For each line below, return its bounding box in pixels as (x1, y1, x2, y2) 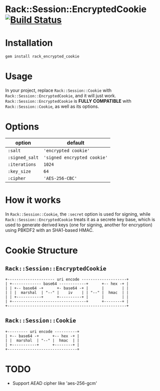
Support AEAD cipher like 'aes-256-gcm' (12, 380, 97, 386)
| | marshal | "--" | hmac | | (5, 338, 80, 343)
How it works (5, 194, 61, 206)
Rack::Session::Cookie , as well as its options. (5, 103, 99, 109)
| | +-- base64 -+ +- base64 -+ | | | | (5, 286, 129, 291)
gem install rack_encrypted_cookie (5, 54, 80, 59)
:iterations (8, 162, 37, 167)
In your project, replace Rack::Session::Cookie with (5, 87, 112, 94)
